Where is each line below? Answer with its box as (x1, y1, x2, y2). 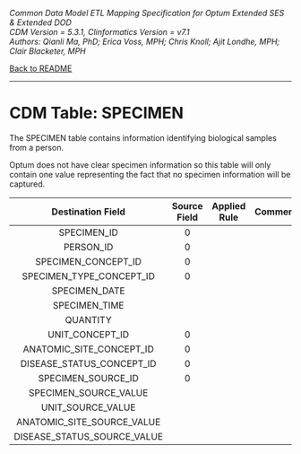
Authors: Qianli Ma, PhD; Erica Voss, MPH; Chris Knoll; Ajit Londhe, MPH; (9, 36, 280, 47)
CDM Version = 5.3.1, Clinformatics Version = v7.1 (9, 27, 190, 37)
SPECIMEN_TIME (52, 299, 125, 311)
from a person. (9, 142, 64, 153)
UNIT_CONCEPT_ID (47, 327, 130, 340)
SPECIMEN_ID (58, 226, 119, 239)
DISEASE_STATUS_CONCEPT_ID (20, 357, 157, 370)
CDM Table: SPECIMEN (9, 103, 184, 124)
